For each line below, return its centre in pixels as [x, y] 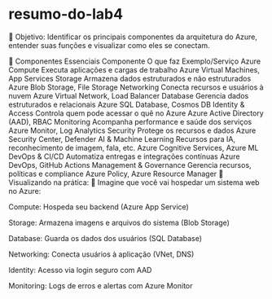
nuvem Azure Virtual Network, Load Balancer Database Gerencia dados [129, 95]
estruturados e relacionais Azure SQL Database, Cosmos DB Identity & [127, 104]
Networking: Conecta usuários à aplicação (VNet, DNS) [101, 254]
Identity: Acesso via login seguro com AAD [80, 270]
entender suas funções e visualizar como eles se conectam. [109, 45]
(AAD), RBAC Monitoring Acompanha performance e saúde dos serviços [130, 121]
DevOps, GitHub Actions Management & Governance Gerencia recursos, [130, 165]
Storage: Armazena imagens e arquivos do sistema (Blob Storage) [119, 222]
